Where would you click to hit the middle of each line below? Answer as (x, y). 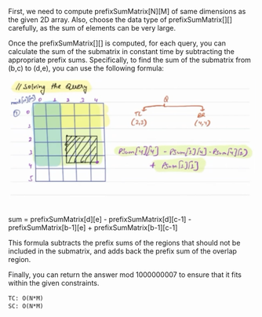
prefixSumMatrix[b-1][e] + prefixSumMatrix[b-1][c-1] (93, 228)
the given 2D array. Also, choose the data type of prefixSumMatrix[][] (120, 20)
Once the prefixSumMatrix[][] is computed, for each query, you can (117, 43)
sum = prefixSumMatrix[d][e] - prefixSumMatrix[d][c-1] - (100, 220)
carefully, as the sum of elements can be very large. (92, 28)
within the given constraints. (54, 283)
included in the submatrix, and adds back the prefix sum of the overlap (123, 251)
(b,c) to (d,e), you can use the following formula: (86, 68)
